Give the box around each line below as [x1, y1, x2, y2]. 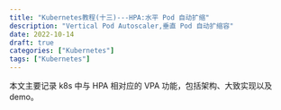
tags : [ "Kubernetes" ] [9, 55, 91, 63]
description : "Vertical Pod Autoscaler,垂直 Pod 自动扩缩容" [9, 21, 234, 30]
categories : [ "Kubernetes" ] [9, 47, 115, 55]
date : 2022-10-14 [9, 30, 75, 38]
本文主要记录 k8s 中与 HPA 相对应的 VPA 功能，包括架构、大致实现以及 [9, 80, 273, 90]
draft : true [9, 38, 54, 47]
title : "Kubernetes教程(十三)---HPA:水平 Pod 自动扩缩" [9, 13, 210, 22]
